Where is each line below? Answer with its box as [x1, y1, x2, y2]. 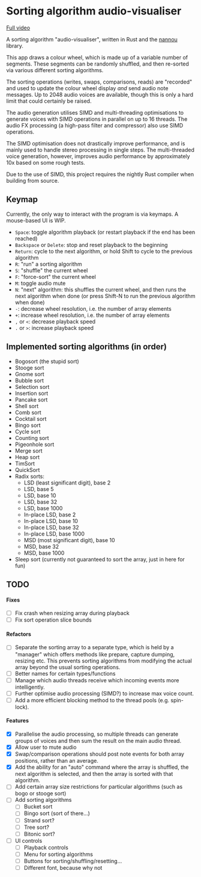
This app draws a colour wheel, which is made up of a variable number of [6, 53, 188, 61]
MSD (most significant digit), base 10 [23, 536, 115, 543]
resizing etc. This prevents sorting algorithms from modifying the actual [14, 657, 192, 664]
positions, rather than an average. [14, 757, 99, 765]
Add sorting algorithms [14, 796, 72, 804]
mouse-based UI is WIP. [6, 216, 66, 224]
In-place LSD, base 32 [23, 524, 79, 531]
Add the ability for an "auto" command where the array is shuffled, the [14, 763, 189, 771]
